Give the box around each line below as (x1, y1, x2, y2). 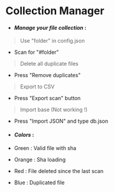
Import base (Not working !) (19, 106, 88, 113)
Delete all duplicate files (19, 60, 79, 68)
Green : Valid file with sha (14, 144, 77, 152)
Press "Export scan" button (14, 95, 81, 102)
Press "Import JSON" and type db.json (14, 117, 109, 125)
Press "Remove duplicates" (14, 72, 81, 79)
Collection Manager (5, 4, 105, 18)
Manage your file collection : (14, 24, 87, 31)
